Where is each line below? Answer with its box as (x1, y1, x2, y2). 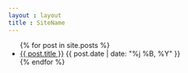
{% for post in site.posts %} (19, 40, 111, 49)
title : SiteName (8, 19, 66, 27)
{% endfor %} (19, 57, 66, 67)
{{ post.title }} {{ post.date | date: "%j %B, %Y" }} (19, 49, 181, 58)
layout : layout (8, 11, 62, 20)
